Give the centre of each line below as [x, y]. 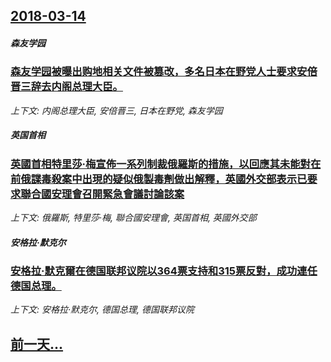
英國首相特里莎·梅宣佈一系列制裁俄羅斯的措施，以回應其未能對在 [166, 164]
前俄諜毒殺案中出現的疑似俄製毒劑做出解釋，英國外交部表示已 [159, 179]
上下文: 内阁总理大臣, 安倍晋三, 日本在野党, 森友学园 [116, 110]
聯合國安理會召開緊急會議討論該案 [102, 194]
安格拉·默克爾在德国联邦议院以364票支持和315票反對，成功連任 [164, 271]
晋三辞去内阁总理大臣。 [66, 87]
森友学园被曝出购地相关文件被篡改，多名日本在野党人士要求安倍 [164, 72]
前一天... [37, 344]
